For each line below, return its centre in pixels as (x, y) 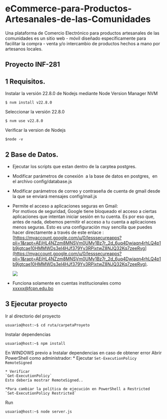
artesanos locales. (24, 49)
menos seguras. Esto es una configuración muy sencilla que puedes (82, 227)
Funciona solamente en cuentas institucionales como (67, 283)
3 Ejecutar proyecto (36, 304)
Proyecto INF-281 (33, 64)
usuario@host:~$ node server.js (39, 412)
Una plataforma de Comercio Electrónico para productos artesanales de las (83, 33)
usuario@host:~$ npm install (35, 343)
